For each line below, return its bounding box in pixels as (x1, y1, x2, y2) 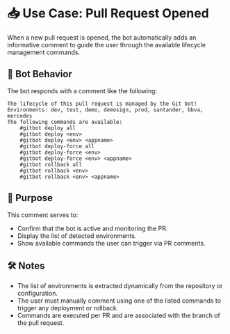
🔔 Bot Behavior (7, 68, 73, 80)
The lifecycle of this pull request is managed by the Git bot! (7, 100, 197, 107)
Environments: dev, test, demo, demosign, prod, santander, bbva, (7, 106, 204, 113)
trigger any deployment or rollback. (17, 304, 119, 312)
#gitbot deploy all (19, 125, 76, 132)
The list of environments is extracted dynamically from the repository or (17, 282, 223, 290)
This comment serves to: (7, 210, 79, 219)
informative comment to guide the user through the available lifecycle (7, 40, 206, 49)
